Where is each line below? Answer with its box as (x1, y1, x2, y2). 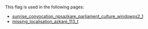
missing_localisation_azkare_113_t (12, 19, 79, 24)
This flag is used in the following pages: (5, 4, 85, 10)
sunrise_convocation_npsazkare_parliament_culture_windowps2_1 (12, 14, 144, 19)
